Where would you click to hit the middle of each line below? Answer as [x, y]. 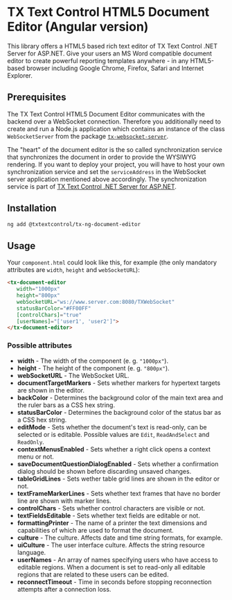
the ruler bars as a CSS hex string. [66, 405]
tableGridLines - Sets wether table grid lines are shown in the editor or [118, 479]
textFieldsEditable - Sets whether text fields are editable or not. [109, 515]
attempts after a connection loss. [64, 589]
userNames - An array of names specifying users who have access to [117, 560]
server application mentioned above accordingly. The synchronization [107, 179]
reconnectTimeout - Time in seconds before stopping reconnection [115, 582]
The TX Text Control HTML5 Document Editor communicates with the [106, 114]
